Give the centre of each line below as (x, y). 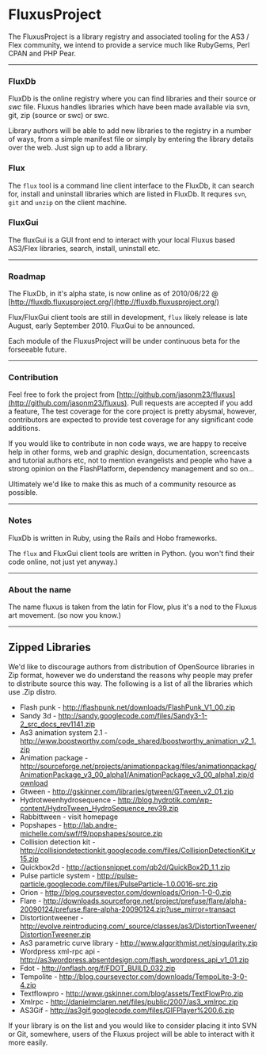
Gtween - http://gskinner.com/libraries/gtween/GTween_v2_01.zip (126, 791)
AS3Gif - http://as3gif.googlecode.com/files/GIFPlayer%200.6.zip (127, 1010)
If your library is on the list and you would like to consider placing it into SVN (133, 1025)
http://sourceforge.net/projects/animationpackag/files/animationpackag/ (138, 766)
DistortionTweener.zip (55, 934)
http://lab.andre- (90, 825)
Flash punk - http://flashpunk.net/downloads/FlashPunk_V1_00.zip (127, 707)
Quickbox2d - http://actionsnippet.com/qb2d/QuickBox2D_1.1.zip (125, 867)
